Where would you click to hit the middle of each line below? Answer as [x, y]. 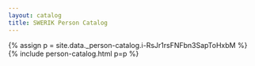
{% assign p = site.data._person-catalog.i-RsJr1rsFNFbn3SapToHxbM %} [128, 45]
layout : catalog [35, 15]
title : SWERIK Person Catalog [58, 23]
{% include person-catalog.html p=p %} [74, 53]
